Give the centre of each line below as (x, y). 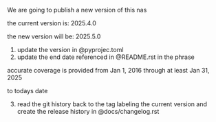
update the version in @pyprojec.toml (70, 50)
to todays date (28, 91)
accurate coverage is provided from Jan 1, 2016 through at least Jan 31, (108, 70)
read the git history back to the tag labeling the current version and (112, 104)
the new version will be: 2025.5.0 (54, 36)
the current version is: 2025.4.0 (52, 23)
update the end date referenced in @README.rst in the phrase (106, 57)
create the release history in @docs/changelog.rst (88, 111)
